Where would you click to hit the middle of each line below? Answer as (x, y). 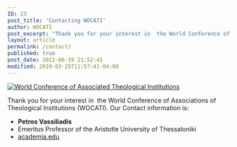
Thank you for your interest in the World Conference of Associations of (112, 100)
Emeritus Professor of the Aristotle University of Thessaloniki (107, 129)
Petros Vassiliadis (45, 122)
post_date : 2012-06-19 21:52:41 (55, 60)
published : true (31, 54)
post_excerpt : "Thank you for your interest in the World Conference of (119, 34)
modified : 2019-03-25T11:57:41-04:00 (63, 66)
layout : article (31, 40)
